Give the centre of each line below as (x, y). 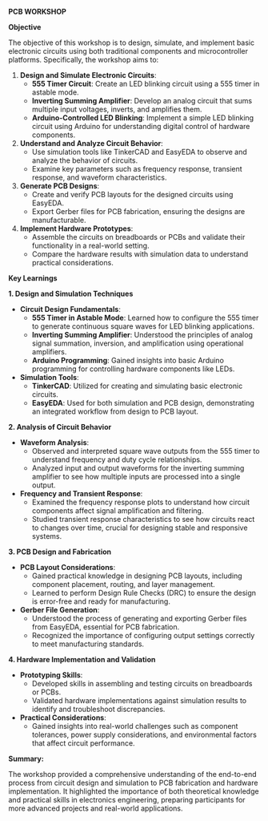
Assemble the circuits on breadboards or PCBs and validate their (138, 237)
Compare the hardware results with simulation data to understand (140, 254)
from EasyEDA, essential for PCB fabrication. (106, 627)
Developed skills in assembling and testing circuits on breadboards (142, 683)
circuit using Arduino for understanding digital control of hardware (141, 126)
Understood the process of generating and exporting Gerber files (139, 618)
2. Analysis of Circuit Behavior (60, 427)
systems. (47, 536)
